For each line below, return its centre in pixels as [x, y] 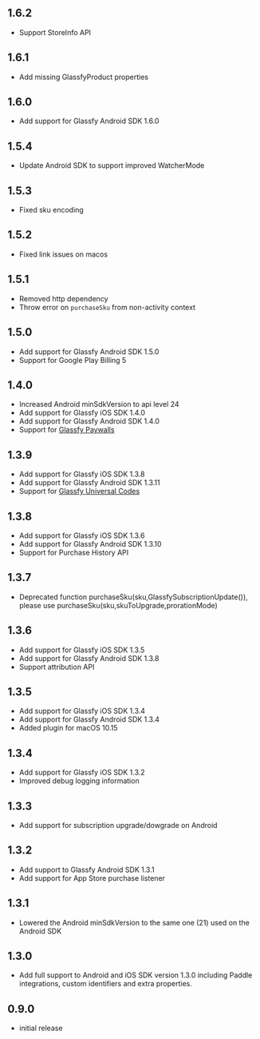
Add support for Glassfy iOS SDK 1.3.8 [82, 474]
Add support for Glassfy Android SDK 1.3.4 [89, 719]
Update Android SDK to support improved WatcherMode [112, 165]
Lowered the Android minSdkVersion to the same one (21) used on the [134, 922]
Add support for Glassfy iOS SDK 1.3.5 [82, 650]
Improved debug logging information [79, 781]
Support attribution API [57, 667]
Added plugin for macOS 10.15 [68, 728]
